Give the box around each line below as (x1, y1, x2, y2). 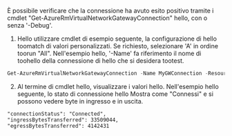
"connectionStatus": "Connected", (7, 110, 107, 117)
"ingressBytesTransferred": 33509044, (7, 116, 119, 124)
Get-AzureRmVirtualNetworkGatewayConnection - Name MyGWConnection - (7, 70, 209, 77)
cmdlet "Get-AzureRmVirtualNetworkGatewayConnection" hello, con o (7, 14, 208, 22)
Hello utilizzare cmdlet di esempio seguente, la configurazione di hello (17, 35, 217, 43)
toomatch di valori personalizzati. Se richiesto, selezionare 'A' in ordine (17, 42, 219, 50)
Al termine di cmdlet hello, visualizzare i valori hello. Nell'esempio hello (17, 82, 219, 90)
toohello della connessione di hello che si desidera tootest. (17, 57, 184, 65)
